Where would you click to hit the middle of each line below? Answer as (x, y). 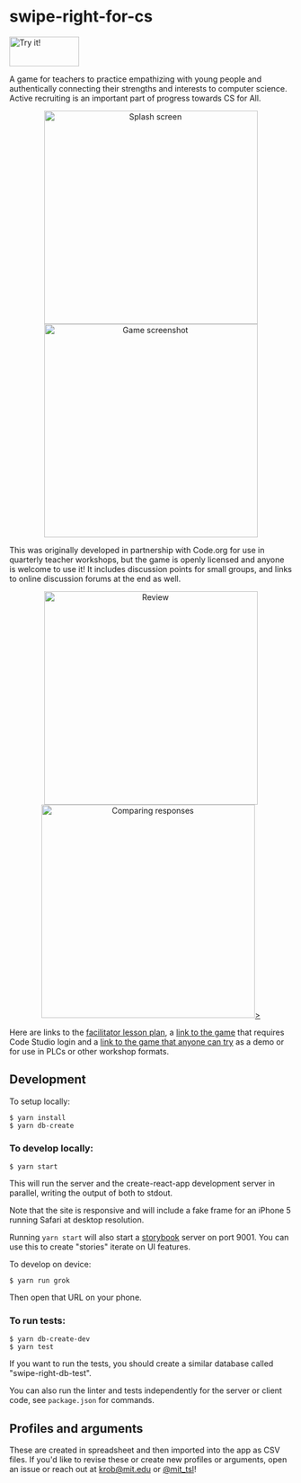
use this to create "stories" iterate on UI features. (100, 1247)
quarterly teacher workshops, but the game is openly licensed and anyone (147, 560)
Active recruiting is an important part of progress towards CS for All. (135, 98)
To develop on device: (50, 1265)
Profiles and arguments (76, 1429)
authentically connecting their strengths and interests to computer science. (148, 88)
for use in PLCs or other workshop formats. (89, 1051)
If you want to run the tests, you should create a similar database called (142, 1364)
